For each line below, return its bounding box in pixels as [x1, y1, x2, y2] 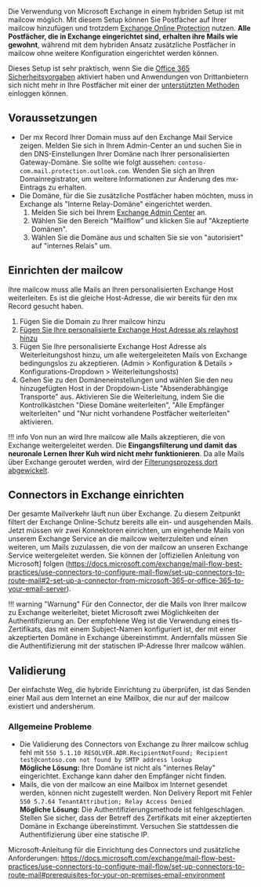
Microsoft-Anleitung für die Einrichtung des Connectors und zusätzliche [8, 845, 241, 854]
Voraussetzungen [8, 112, 98, 125]
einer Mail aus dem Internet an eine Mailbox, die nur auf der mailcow [8, 694, 230, 703]
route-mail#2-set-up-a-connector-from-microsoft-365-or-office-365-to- [8, 576, 245, 585]
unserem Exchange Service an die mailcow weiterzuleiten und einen [8, 534, 229, 543]
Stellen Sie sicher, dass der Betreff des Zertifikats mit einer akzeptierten [19, 813, 252, 823]
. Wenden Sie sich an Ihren [128, 165, 216, 175]
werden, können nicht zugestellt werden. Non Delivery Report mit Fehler [19, 788, 253, 797]
